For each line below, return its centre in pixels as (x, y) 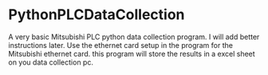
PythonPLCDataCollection (97, 15)
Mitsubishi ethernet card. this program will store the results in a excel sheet (132, 53)
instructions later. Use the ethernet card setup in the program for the (121, 45)
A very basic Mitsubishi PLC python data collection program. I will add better (134, 37)
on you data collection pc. (51, 62)
